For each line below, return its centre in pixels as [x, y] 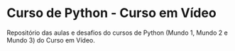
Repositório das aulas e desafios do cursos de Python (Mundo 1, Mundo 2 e [117, 33]
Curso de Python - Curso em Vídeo [112, 13]
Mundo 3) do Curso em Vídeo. [51, 40]
